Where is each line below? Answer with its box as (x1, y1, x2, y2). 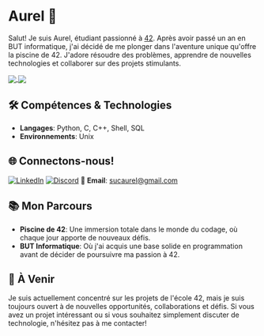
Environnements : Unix (19, 131, 95, 141)
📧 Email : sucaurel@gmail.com (80, 176, 178, 185)
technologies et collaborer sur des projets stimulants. (8, 59, 182, 68)
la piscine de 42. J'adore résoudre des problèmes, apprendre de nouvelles (8, 50, 251, 59)
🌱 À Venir (8, 272, 55, 285)
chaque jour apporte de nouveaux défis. (19, 232, 151, 242)
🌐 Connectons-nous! (8, 154, 115, 168)
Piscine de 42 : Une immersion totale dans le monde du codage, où (19, 225, 239, 234)
